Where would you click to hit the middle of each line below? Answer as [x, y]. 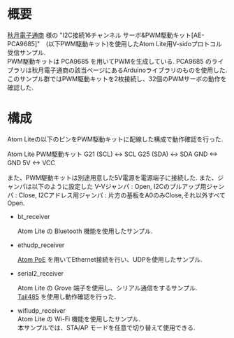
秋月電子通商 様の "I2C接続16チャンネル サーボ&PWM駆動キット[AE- [106, 35]
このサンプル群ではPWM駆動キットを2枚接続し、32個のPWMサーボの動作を [117, 78]
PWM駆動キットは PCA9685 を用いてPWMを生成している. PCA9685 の [109, 61]
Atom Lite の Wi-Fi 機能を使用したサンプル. [79, 318]
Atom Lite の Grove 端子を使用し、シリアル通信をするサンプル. [107, 288]
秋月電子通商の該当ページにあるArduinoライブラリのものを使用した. [129, 70]
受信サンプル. [27, 52]
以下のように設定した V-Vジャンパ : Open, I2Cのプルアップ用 [119, 186]
